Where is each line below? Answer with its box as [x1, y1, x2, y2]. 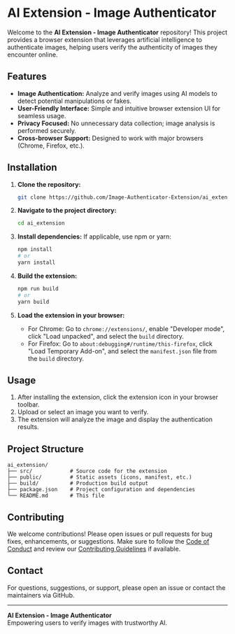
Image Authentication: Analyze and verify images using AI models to [17, 89, 218, 97]
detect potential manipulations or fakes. [17, 97, 131, 105]
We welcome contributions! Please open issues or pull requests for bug [7, 530, 213, 538]
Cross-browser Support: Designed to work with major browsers [17, 134, 204, 142]
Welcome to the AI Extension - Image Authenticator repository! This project [7, 28, 228, 36]
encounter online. [7, 50, 58, 59]
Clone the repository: [17, 180, 81, 188]
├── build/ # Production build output [7, 480, 149, 487]
